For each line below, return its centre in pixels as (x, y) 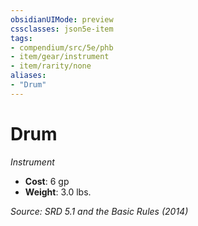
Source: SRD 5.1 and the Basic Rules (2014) (99, 211)
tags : (21, 38)
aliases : (28, 76)
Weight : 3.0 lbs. (58, 192)
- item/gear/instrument (60, 57)
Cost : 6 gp (47, 181)
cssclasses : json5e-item (62, 29)
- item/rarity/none (51, 66)
